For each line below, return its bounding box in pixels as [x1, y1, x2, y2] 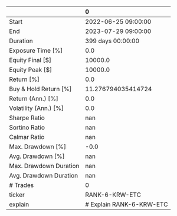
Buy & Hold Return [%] [9, 85, 72, 93]
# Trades [9, 181, 34, 189]
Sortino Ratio [9, 124, 45, 131]
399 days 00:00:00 [85, 37, 140, 45]
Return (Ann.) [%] [9, 95, 59, 102]
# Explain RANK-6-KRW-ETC [85, 201, 168, 208]
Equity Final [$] [9, 56, 52, 64]
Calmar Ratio [9, 133, 45, 141]
